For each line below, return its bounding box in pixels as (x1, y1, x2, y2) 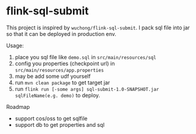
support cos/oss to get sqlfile (14, 115, 88, 122)
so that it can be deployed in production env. (6, 30, 117, 37)
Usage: (6, 42, 24, 49)
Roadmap (6, 103, 30, 110)
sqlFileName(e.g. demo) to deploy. (14, 92, 101, 99)
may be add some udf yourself (14, 72, 91, 80)
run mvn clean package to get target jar (14, 79, 110, 86)
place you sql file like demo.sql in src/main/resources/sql (14, 53, 156, 60)
